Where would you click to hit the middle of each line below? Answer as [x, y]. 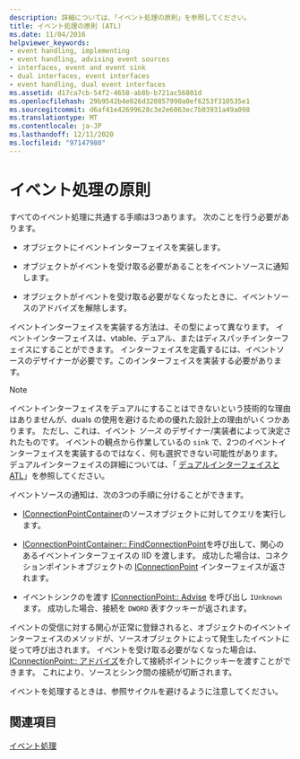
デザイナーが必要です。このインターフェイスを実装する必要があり [154, 360]
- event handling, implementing [69, 51]
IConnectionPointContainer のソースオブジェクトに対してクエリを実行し [154, 514]
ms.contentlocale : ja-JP [56, 127]
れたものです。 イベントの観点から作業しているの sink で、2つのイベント [144, 442]
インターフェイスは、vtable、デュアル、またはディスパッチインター [157, 338]
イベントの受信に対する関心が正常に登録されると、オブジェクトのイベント [146, 627]
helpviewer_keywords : [50, 43]
